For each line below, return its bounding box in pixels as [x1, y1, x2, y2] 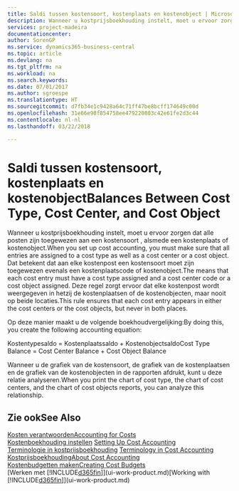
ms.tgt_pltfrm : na [7, 63, 62, 70]
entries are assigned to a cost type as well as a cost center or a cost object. [7, 251, 229, 260]
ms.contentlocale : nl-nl [7, 116, 81, 123]
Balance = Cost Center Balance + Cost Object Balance [7, 347, 167, 356]
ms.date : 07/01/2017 [7, 83, 69, 90]
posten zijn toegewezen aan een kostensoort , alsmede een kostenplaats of [7, 236, 229, 245]
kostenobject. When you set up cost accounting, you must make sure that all [7, 243, 230, 253]
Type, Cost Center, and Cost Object [7, 205, 221, 221]
